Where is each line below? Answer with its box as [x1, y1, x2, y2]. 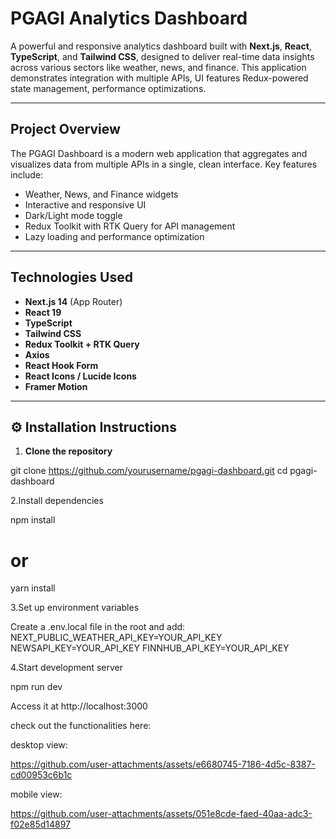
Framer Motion [24, 380, 88, 392]
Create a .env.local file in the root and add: [10, 621, 186, 633]
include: [10, 168, 44, 181]
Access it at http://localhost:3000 [10, 700, 148, 712]
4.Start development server [10, 662, 123, 674]
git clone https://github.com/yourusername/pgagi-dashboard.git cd [10, 465, 288, 477]
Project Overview [10, 121, 121, 138]
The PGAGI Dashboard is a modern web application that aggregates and [10, 147, 308, 159]
